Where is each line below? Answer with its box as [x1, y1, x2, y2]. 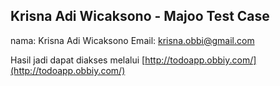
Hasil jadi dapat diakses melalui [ [10, 54, 146, 66]
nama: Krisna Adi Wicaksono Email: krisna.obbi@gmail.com [10, 34, 255, 46]
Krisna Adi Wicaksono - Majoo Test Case [10, 8, 270, 25]
